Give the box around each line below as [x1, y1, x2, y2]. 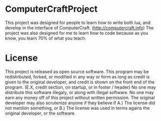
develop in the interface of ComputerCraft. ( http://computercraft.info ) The [5, 24, 154, 30]
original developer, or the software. [5, 110, 76, 116]
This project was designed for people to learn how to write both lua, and [5, 20, 151, 25]
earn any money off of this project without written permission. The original [5, 95, 155, 100]
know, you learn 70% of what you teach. [5, 35, 87, 41]
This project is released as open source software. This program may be [5, 69, 149, 74]
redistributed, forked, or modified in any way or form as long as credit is [5, 73, 150, 79]
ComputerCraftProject [5, 3, 98, 15]
